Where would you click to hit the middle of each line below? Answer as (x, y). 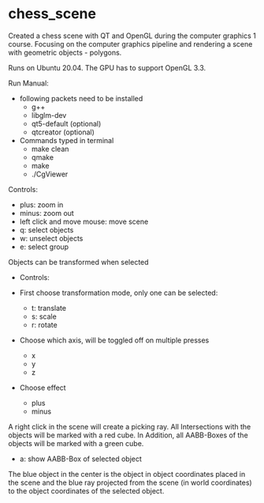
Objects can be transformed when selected (78, 262)
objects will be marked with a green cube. (76, 443)
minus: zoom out (47, 213)
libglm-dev (49, 115)
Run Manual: (28, 83)
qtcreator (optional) (63, 132)
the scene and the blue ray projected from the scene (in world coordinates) (130, 482)
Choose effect (43, 388)
